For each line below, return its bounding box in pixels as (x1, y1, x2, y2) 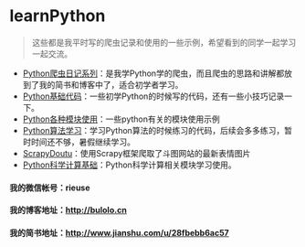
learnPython (9, 5, 106, 27)
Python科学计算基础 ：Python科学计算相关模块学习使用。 (22, 159, 237, 170)
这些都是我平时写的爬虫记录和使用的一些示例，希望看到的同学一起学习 (31, 37, 297, 48)
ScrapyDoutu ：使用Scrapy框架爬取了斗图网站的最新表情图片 (22, 147, 251, 158)
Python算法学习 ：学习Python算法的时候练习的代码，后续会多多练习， (22, 124, 285, 135)
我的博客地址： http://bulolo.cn (9, 205, 128, 216)
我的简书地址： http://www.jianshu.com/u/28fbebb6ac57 (9, 227, 230, 238)
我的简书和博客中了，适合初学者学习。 (38, 79, 184, 90)
